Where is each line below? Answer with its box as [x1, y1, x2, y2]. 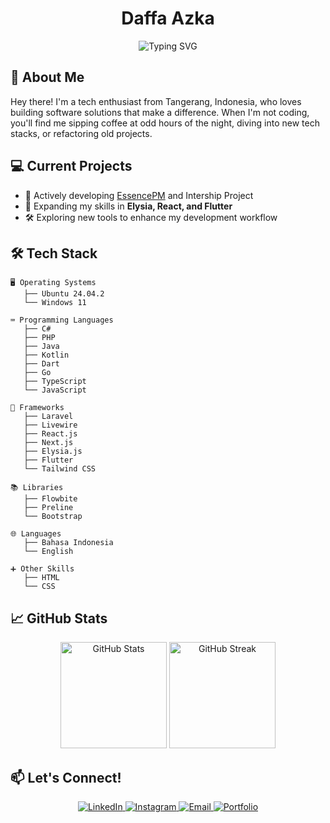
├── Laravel [23, 412, 74, 422]
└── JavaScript [23, 385, 87, 396]
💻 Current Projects [10, 158, 133, 175]
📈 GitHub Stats [10, 610, 108, 627]
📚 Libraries [10, 483, 64, 493]
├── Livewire [23, 420, 78, 431]
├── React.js [23, 429, 78, 439]
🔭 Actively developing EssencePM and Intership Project [24, 189, 254, 201]
